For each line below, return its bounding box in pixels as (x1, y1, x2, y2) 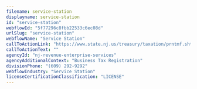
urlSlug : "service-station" (6, 30, 75, 36)
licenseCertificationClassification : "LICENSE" (6, 74, 125, 80)
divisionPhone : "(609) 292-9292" (6, 63, 88, 69)
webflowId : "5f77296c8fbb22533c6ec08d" (6, 25, 104, 31)
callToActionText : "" (6, 47, 59, 53)
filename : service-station (6, 8, 72, 15)
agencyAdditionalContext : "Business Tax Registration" (6, 57, 143, 63)
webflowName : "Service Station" (6, 36, 85, 42)
